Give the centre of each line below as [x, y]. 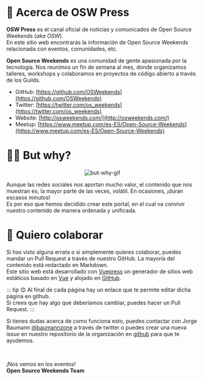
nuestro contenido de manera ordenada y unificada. [72, 210]
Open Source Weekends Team [45, 371]
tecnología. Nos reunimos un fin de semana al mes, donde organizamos [97, 67]
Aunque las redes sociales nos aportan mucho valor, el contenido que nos [99, 185]
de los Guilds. [23, 80]
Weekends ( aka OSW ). [35, 35]
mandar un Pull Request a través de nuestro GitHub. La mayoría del [91, 259]
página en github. [28, 296]
